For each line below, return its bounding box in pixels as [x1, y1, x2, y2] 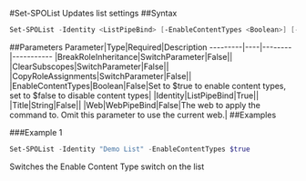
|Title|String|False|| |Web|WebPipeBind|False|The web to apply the [9, 99, 261, 110]
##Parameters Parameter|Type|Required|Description [9, 41, 208, 53]
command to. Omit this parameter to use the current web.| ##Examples [9, 109, 277, 120]
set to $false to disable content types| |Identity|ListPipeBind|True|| [9, 90, 260, 101]
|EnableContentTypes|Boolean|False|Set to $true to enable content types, [9, 80, 287, 91]
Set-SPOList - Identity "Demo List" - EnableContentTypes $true [9, 145, 250, 154]
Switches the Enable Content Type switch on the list [9, 161, 205, 172]
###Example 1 [9, 126, 63, 137]
